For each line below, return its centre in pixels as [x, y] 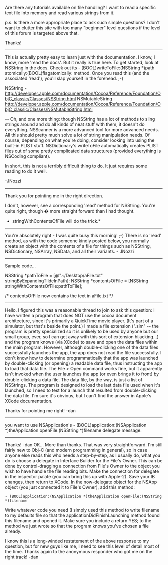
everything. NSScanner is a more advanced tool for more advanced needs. [82, 130]
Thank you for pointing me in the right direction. [54, 196]
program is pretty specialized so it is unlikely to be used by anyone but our [82, 331]
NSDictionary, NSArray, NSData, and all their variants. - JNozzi [70, 251]
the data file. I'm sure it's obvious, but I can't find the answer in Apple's [78, 395]
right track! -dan [22, 557]
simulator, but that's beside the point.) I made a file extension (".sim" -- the [82, 326]
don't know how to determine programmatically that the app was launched [82, 358]
